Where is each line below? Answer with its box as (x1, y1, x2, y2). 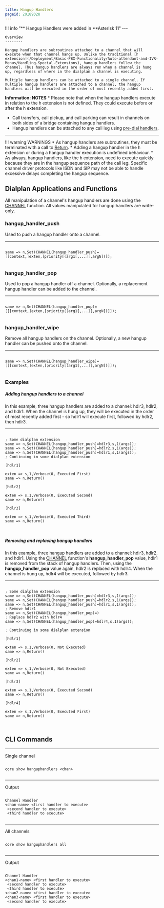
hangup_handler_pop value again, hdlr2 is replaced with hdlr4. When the (5, 565, 153, 571)
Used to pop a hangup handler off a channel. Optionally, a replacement (5, 280, 148, 287)
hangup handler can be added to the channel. (5, 286, 97, 292)
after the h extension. (5, 105, 48, 111)
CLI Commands (5, 736, 53, 744)
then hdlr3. (5, 419, 27, 425)
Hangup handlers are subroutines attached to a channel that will (5, 48, 143, 52)
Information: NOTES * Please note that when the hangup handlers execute (5, 95, 156, 100)
